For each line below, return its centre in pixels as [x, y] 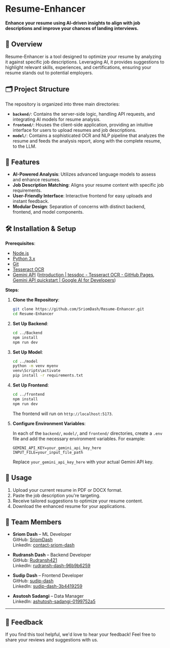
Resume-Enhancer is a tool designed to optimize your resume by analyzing [83, 56]
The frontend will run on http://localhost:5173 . [62, 414]
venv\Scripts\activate [36, 371]
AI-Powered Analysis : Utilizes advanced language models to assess [84, 174]
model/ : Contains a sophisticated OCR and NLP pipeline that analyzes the [89, 135]
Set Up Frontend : [31, 385]
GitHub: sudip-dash [33, 581]
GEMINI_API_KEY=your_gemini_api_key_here [57, 448]
